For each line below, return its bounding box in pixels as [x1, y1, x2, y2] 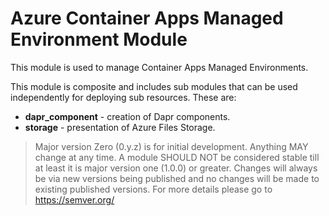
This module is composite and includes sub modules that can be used [10, 80, 298, 92]
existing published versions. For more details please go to [34, 183, 273, 195]
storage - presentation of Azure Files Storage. [24, 121, 216, 133]
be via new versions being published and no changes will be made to [34, 172, 320, 184]
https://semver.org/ [34, 193, 115, 206]
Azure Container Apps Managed [10, 7, 284, 30]
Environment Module [10, 28, 188, 51]
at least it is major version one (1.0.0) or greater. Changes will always [34, 162, 318, 174]
